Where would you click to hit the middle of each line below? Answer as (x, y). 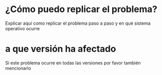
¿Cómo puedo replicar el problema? (81, 9)
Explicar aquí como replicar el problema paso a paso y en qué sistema (78, 23)
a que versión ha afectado (61, 49)
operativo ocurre (23, 28)
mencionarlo (18, 68)
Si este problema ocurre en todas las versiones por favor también (73, 63)
